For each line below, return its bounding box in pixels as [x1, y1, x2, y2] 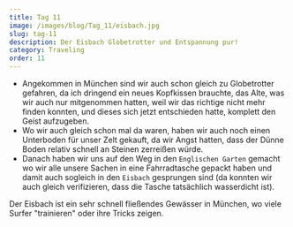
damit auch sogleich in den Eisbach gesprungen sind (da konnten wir [21, 172, 273, 182]
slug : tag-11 [9, 29, 57, 38]
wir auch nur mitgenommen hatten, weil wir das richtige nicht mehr [21, 97, 267, 107]
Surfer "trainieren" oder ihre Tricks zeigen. [9, 208, 164, 218]
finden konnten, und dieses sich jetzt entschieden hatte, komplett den [21, 107, 276, 117]
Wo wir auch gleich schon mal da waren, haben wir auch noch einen [21, 125, 271, 135]
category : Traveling [9, 46, 86, 55]
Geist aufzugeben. [21, 116, 90, 126]
